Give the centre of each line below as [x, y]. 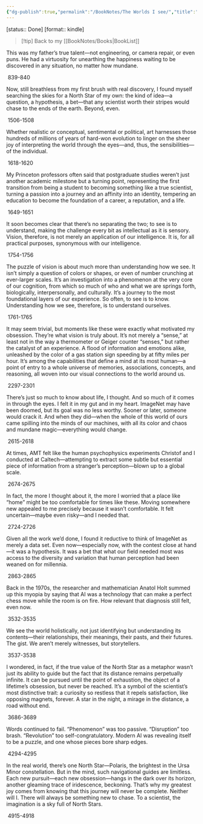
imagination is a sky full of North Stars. [54, 804]
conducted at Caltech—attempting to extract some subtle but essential [94, 459]
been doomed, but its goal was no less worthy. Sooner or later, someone [97, 410]
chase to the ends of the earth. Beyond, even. [63, 108]
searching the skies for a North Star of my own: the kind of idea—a [89, 95]
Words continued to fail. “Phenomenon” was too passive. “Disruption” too [98, 729]
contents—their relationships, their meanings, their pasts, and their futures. [100, 637]
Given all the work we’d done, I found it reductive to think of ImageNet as [97, 538]
